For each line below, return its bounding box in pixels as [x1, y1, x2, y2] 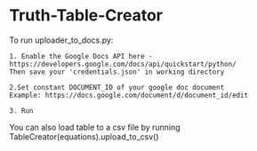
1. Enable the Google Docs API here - [9, 52, 153, 60]
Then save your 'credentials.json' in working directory [9, 68, 225, 76]
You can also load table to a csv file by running [9, 122, 181, 132]
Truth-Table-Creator [9, 5, 163, 26]
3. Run [9, 106, 34, 115]
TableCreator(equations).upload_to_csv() [9, 131, 159, 142]
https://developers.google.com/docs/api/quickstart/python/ [9, 60, 237, 68]
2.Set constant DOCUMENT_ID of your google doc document [9, 83, 225, 91]
